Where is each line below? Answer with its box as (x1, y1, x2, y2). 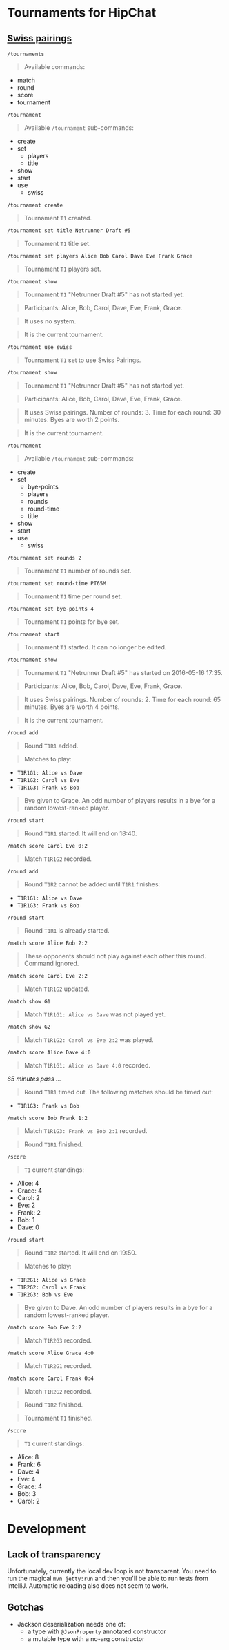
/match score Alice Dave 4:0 (7, 1049, 91, 1056)
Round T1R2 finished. (23, 1401, 83, 1409)
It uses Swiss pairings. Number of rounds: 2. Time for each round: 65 (23, 696, 221, 703)
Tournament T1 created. (23, 214, 92, 222)
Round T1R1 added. (23, 741, 79, 750)
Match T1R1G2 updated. (23, 985, 90, 993)
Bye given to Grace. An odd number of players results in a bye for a (23, 797, 216, 804)
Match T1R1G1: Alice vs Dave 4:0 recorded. (23, 1061, 150, 1069)
